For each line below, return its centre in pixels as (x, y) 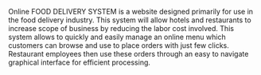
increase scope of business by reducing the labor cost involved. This (121, 28)
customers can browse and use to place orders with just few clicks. (119, 45)
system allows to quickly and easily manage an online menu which (117, 37)
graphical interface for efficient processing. (80, 62)
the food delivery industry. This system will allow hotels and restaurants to (130, 20)
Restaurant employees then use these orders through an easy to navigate (129, 54)
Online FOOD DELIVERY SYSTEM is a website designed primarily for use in (130, 12)
